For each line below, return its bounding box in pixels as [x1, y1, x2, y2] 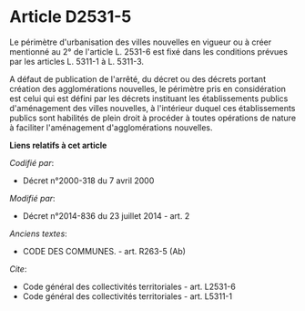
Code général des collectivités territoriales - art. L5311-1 [22, 290, 233, 302]
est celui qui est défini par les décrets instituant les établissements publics [9, 93, 289, 104]
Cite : [9, 263, 27, 275]
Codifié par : [9, 157, 55, 168]
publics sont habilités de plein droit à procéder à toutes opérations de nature [9, 112, 297, 123]
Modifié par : [9, 192, 56, 203]
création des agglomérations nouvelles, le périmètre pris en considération [9, 83, 287, 94]
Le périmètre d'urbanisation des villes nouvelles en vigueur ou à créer [9, 36, 272, 47]
